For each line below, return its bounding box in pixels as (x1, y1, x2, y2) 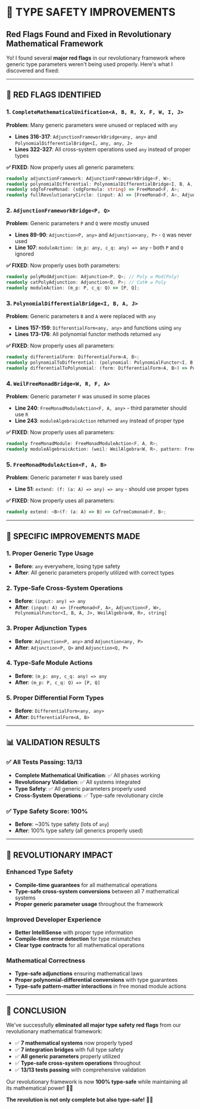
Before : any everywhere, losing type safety (14, 563, 121, 570)
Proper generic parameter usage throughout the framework (14, 900, 164, 907)
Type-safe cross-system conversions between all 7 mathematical (14, 887, 179, 895)
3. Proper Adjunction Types (6, 624, 87, 632)
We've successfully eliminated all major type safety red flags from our (6, 1021, 182, 1029)
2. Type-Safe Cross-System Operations (6, 583, 123, 592)
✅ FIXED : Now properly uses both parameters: (6, 262, 121, 269)
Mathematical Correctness (6, 957, 85, 965)
